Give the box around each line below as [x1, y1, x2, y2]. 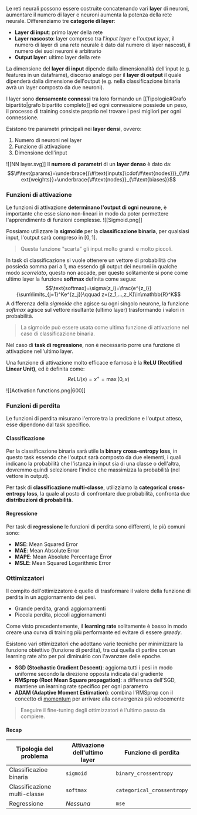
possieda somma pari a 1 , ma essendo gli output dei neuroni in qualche [6, 263, 178, 270]
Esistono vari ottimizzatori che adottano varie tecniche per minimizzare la [6, 640, 184, 647]
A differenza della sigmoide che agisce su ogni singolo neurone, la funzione [6, 300, 189, 307]
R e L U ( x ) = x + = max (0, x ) [67, 375, 130, 382]
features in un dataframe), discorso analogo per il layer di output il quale [6, 72, 182, 78]
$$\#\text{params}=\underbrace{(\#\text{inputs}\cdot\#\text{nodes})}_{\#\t [7, 170, 190, 177]
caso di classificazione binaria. [20, 330, 96, 337]
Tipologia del [15, 745, 53, 753]
